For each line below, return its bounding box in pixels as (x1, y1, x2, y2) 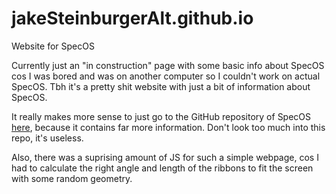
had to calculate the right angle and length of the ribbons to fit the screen (11, 162, 314, 174)
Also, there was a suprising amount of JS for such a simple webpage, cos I (11, 151, 319, 163)
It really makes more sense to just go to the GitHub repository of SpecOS (11, 110, 312, 122)
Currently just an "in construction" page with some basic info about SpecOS (11, 59, 325, 71)
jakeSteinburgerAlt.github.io (11, 7, 254, 30)
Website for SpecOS (11, 40, 95, 52)
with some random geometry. (11, 172, 133, 184)
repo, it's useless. (11, 132, 84, 144)
